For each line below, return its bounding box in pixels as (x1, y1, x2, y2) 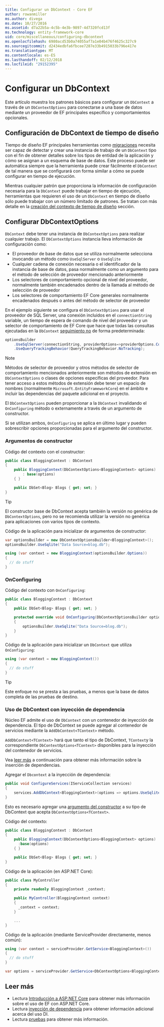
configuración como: (5, 241, 47, 247)
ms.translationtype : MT (5, 48, 54, 53)
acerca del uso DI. (12, 1011, 49, 1017)
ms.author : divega (5, 16, 42, 21)
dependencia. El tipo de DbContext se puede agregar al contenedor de (5, 722, 147, 728)
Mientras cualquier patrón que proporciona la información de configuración (5, 182, 157, 189)
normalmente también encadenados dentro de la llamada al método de (12, 282, 155, 288)
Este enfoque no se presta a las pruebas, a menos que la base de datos (5, 688, 149, 694)
